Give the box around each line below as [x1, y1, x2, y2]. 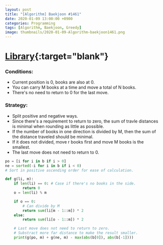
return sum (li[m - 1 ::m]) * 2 [22, 208, 84, 213]
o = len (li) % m [14, 190, 47, 195]
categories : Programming [5, 20, 55, 26]
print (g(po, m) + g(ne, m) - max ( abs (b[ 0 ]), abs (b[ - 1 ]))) [14, 235, 134, 240]
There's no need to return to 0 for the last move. [12, 90, 109, 96]
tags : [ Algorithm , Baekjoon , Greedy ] [5, 25, 82, 30]
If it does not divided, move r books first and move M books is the [12, 139, 144, 144]
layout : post [5, 7, 32, 12]
